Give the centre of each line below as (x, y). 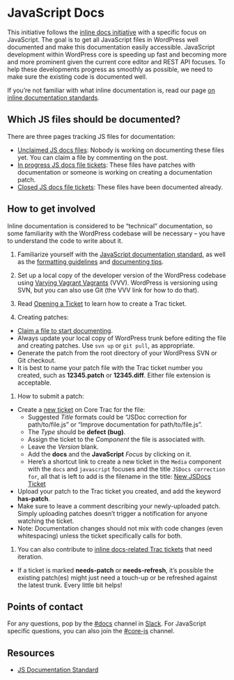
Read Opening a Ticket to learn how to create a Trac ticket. (102, 303)
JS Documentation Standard (58, 670)
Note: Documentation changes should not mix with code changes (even (120, 528)
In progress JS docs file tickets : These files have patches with (106, 165)
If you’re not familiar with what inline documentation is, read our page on (111, 90)
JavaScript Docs (56, 13)
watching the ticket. (46, 521)
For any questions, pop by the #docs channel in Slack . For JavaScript (107, 623)
